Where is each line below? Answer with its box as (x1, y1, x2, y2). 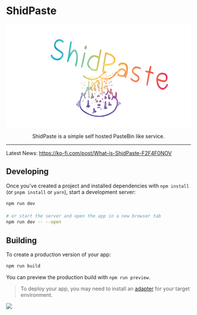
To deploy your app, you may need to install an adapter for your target (20, 285, 190, 292)
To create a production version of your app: (6, 251, 111, 258)
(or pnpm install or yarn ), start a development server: (6, 188, 136, 195)
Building (6, 235, 37, 245)
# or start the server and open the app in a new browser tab (6, 213, 161, 219)
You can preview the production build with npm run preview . (6, 273, 151, 280)
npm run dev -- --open (6, 219, 62, 225)
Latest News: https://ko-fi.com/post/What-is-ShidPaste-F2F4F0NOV (6, 149, 172, 156)
